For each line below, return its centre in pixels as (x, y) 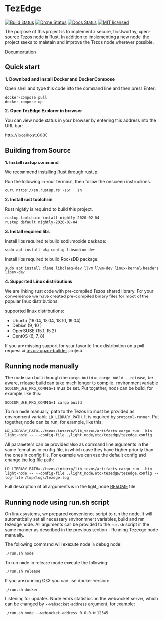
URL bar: (14, 125)
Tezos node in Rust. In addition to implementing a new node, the (85, 37)
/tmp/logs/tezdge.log (47, 478)
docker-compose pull (26, 97)
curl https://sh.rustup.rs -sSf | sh (44, 190)
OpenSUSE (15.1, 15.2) (34, 331)
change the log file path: (30, 460)
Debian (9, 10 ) (27, 325)
